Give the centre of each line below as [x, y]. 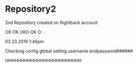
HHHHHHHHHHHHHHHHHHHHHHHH [43, 60]
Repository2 [31, 9]
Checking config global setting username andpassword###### [69, 51]
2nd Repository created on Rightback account [51, 22]
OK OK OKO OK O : [24, 32]
